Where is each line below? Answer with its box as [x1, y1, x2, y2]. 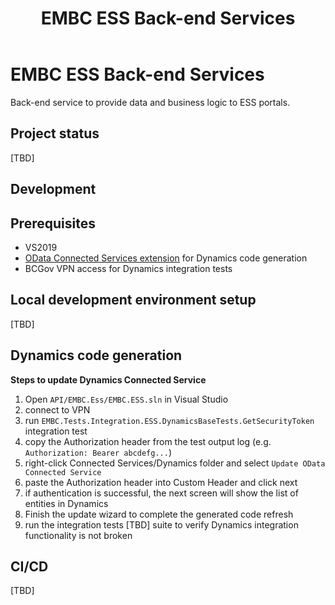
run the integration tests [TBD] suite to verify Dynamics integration [24, 518, 299, 531]
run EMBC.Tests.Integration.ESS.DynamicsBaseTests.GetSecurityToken [24, 414, 315, 426]
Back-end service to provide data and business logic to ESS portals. [10, 96, 291, 108]
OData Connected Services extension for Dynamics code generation [24, 252, 308, 264]
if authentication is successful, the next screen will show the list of [24, 487, 299, 499]
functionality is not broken [24, 529, 133, 541]
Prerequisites [10, 215, 96, 232]
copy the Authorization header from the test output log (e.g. [24, 435, 272, 447]
